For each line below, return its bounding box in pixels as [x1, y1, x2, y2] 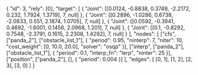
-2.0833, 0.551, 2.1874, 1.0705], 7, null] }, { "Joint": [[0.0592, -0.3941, [6, 18, 175, 24]
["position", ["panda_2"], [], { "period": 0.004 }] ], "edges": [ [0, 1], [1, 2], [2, [6, 56, 193, 62]
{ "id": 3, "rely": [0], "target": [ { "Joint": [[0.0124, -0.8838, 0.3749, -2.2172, [6, 5, 191, 12]
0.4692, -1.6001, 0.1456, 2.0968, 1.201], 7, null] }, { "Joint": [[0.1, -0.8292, [6, 24, 185, 31]
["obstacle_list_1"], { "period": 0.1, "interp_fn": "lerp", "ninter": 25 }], [6, 49, 172, 56]
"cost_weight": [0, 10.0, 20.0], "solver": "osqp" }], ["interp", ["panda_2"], [6, 43, 185, 50]
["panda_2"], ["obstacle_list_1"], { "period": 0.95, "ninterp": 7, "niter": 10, [6, 37, 184, 43]
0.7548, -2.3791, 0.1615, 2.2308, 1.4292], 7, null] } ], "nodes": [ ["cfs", [6, 30, 176, 37]
